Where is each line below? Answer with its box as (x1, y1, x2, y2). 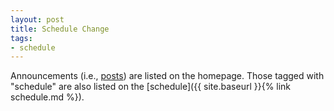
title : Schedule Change (10, 24, 110, 34)
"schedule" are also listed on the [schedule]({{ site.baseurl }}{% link (10, 81, 292, 93)
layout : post (10, 14, 65, 25)
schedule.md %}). (10, 91, 85, 103)
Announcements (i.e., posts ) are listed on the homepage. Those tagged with (10, 70, 325, 82)
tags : (10, 33, 33, 43)
